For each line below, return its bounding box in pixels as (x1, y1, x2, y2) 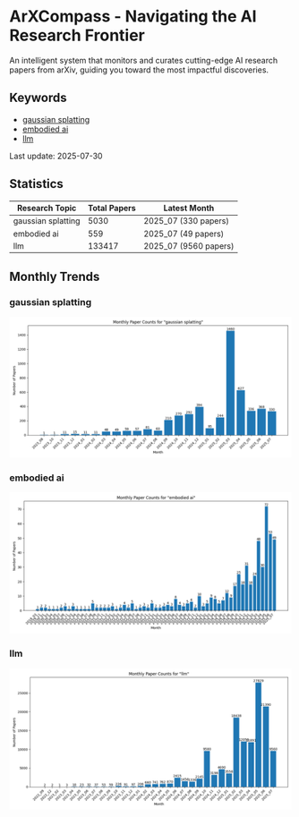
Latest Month (163, 203, 215, 214)
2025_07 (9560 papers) (142, 240, 235, 251)
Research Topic (16, 203, 77, 214)
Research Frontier (9, 25, 146, 46)
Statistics (9, 176, 64, 191)
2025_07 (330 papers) (142, 216, 230, 226)
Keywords (9, 90, 67, 106)
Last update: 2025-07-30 (9, 150, 103, 161)
